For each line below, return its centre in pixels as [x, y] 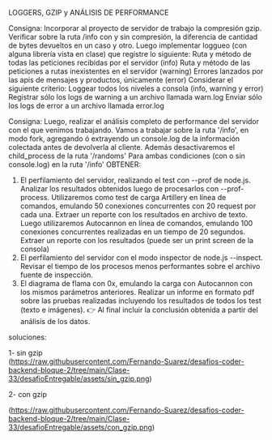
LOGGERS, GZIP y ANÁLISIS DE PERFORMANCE [89, 13]
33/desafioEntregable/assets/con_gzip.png [80, 427]
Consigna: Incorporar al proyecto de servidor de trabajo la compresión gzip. [135, 28]
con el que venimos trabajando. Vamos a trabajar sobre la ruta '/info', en [129, 130]
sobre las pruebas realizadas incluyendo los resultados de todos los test [140, 301]
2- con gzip [28, 394]
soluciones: [28, 337]
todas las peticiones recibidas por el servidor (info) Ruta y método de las [130, 62]
